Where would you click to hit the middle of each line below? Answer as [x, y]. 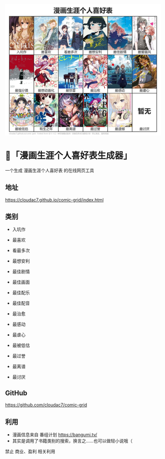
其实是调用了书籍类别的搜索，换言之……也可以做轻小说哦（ [72, 441]
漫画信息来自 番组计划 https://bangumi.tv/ [55, 434]
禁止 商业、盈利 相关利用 [30, 451]
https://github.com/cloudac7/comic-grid [46, 405]
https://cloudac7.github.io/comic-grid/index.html [54, 199]
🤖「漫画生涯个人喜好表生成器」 [69, 156]
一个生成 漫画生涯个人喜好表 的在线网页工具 [50, 170]
